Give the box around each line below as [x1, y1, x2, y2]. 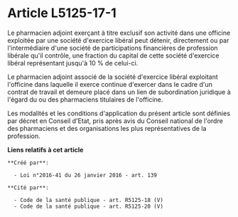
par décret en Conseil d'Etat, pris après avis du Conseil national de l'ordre [7, 116, 224, 125]
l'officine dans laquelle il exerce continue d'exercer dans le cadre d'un [7, 80, 213, 88]
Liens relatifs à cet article [7, 145, 84, 154]
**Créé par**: [7, 159, 50, 166]
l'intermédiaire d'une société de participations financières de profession [7, 43, 218, 52]
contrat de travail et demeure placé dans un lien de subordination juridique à [7, 88, 231, 96]
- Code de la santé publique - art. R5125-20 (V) [13, 203, 163, 210]
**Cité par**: [7, 184, 50, 191]
